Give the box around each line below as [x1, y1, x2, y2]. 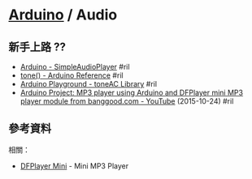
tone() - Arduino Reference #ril [20, 70, 124, 80]
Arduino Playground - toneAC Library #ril [20, 79, 157, 88]
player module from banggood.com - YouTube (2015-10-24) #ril [20, 96, 234, 106]
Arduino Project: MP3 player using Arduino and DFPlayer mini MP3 [20, 87, 244, 97]
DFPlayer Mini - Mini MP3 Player [20, 160, 128, 171]
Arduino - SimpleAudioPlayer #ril [20, 62, 130, 71]
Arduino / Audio [8, 6, 118, 24]
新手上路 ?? [8, 40, 67, 53]
